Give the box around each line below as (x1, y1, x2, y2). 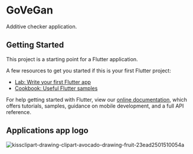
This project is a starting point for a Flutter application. (6, 55, 138, 62)
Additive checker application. (6, 23, 77, 30)
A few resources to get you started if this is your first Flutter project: (6, 67, 171, 74)
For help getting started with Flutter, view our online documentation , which (6, 96, 188, 103)
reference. (6, 108, 31, 115)
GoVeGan (6, 4, 54, 17)
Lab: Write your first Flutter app (14, 78, 91, 85)
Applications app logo (6, 126, 89, 136)
